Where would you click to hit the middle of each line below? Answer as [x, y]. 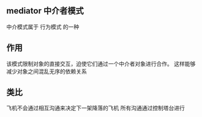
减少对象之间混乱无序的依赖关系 [47, 71]
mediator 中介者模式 [45, 11]
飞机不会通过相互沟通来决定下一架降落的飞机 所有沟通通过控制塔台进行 [95, 108]
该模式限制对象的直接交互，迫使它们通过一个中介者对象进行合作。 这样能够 [101, 63]
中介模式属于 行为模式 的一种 [43, 27]
